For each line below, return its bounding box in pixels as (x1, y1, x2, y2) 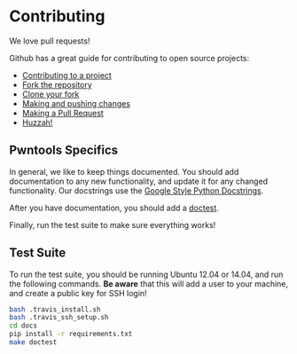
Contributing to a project (21, 69, 113, 81)
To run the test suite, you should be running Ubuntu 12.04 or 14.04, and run (9, 269, 284, 279)
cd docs (9, 321, 38, 330)
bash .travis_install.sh (9, 304, 101, 314)
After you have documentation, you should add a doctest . (9, 202, 219, 213)
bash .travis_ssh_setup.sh (9, 313, 109, 322)
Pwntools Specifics (9, 143, 119, 158)
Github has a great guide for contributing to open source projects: (9, 52, 250, 63)
